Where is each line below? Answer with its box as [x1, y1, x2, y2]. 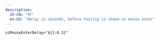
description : [5, 7, 32, 12]
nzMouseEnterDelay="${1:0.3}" [5, 30, 68, 35]
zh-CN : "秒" [9, 12, 34, 17]
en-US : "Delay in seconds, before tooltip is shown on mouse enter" [9, 16, 155, 21]
